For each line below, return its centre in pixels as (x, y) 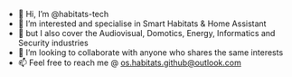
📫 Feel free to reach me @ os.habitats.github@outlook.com (129, 63)
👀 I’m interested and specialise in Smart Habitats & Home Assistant (142, 24)
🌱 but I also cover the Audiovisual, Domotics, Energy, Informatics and (146, 33)
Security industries (53, 43)
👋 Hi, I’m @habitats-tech (63, 14)
